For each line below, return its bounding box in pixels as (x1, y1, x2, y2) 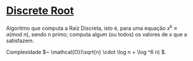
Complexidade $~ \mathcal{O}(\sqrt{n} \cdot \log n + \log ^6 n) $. (6, 48, 166, 55)
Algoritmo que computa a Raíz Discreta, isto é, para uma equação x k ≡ (6, 23, 177, 32)
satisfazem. (6, 37, 34, 44)
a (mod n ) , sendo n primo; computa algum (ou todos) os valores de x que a (6, 30, 188, 38)
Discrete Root (6, 4, 74, 18)
